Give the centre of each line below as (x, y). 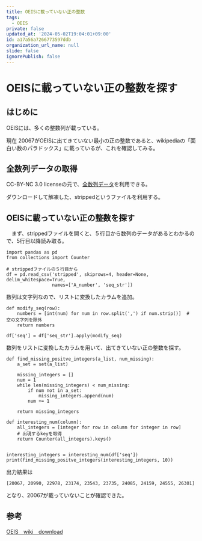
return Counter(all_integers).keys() (64, 439)
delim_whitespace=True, (36, 280)
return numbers (36, 325)
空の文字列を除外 (24, 320)
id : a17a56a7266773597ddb (38, 40)
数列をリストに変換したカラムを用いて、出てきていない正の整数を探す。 (95, 348)
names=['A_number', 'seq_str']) (93, 285)
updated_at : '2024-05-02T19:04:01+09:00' (59, 34)
